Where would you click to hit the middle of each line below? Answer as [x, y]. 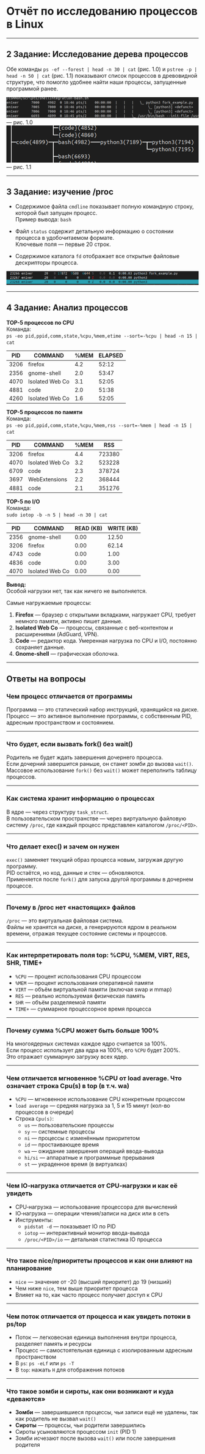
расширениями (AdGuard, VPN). [57, 634]
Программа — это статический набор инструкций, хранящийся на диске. [103, 710]
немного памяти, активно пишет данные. [69, 621]
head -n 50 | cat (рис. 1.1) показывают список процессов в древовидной [102, 75]
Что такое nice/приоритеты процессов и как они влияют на [99, 1261]
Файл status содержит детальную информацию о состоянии [94, 231]
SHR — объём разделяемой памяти [60, 1002]
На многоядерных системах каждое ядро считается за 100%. [87, 1044]
